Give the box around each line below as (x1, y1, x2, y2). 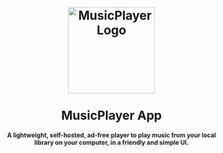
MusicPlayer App (60, 108, 163, 123)
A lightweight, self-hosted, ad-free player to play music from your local (6, 131, 217, 139)
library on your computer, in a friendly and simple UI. (34, 138, 189, 146)
